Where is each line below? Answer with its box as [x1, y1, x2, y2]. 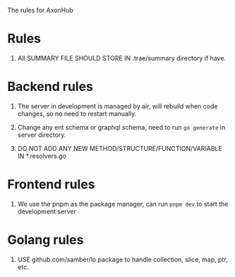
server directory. [17, 130, 66, 139]
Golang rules [7, 232, 84, 247]
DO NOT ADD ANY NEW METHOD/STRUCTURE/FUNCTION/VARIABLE [17, 144, 222, 152]
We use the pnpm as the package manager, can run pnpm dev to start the [17, 199, 229, 208]
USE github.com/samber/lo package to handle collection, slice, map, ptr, [17, 255, 228, 264]
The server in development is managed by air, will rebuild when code [17, 101, 218, 110]
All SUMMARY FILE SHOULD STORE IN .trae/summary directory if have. [17, 54, 227, 62]
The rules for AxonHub [7, 6, 74, 14]
